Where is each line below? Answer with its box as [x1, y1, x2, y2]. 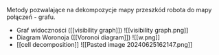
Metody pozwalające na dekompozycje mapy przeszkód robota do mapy [6, 6, 212, 14]
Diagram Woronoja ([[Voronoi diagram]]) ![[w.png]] [16, 33, 161, 41]
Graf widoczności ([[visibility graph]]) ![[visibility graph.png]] [16, 26, 189, 34]
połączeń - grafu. [6, 13, 56, 21]
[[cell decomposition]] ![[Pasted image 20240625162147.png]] [16, 41, 193, 48]
